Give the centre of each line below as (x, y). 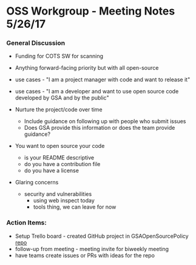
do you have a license (51, 170)
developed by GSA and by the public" (62, 98)
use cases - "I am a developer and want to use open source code (97, 92)
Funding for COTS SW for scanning (59, 56)
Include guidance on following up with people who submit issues (105, 121)
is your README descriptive (59, 158)
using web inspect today (64, 201)
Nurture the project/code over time (59, 110)
